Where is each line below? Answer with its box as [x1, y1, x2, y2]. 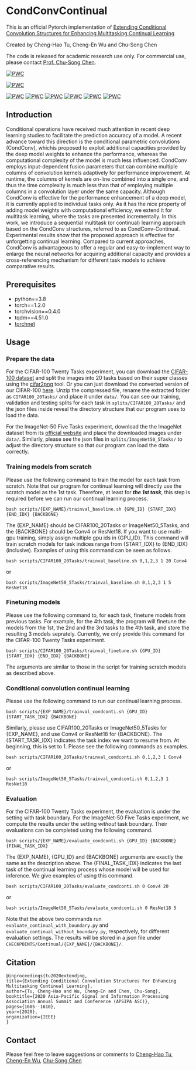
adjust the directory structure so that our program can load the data [6, 442, 169, 449]
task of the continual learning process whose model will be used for [6, 866, 170, 873]
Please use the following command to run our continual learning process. [6, 697, 183, 705]
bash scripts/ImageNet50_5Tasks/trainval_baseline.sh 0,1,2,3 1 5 [6, 579, 171, 585]
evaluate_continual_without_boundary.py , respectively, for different [6, 928, 170, 935]
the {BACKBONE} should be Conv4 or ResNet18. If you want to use [6, 528, 167, 535]
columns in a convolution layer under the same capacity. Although [6, 188, 166, 195]
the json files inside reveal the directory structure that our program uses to [6, 406, 185, 413]
